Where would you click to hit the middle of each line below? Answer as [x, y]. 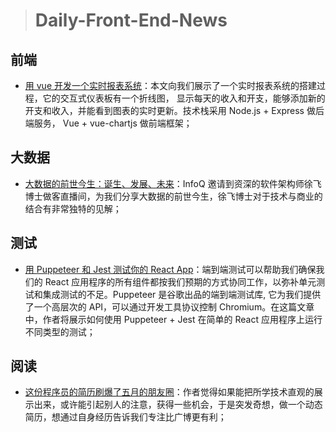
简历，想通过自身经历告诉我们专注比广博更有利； [125, 417]
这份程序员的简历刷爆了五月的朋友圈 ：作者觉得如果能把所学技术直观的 [169, 392]
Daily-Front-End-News [131, 20]
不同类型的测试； [60, 331]
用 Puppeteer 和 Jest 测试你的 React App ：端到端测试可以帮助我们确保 [170, 269]
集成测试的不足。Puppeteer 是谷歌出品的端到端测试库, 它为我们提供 [182, 294]
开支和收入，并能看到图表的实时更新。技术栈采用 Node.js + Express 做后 [174, 110]
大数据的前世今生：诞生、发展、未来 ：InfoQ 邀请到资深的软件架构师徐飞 [173, 183]
